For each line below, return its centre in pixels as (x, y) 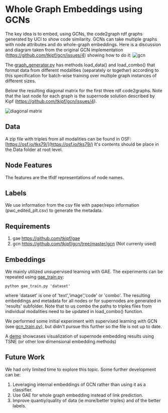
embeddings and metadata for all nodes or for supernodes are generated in (83, 301)
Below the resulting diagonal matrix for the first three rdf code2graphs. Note (84, 90)
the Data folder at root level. (34, 150)
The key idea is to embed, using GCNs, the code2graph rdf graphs (74, 34)
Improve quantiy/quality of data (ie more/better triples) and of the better (87, 400)
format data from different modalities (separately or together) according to (82, 70)
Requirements (28, 226)
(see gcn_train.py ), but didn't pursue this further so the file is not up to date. (83, 326)
